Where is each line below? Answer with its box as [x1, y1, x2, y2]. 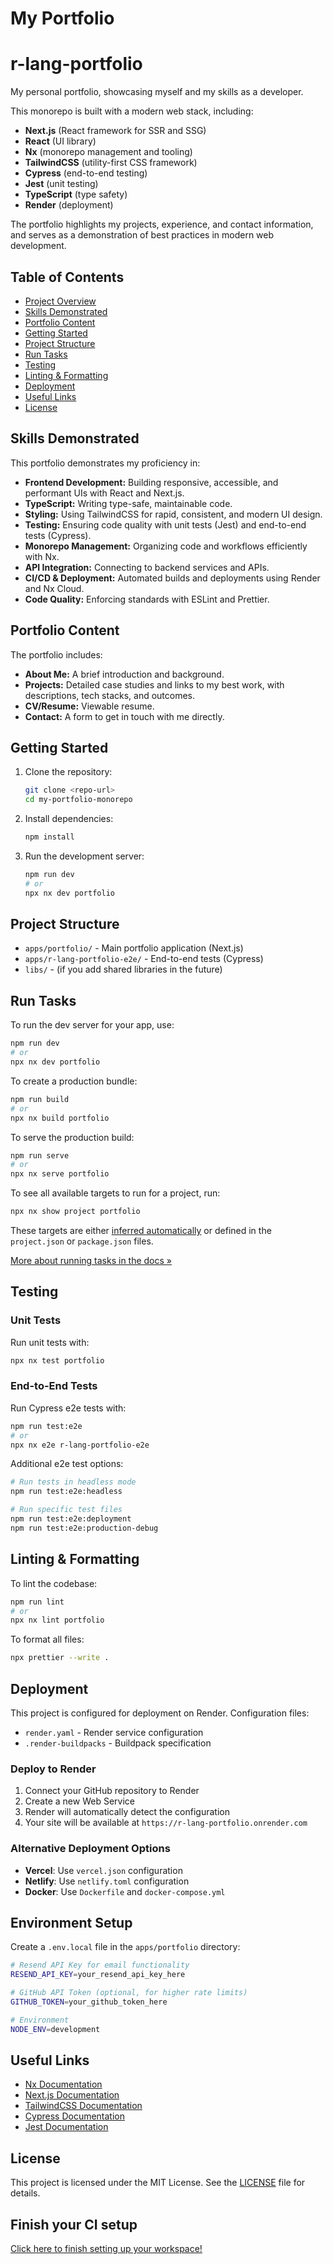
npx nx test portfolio [10, 1355, 105, 1366]
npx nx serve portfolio [10, 1169, 110, 1179]
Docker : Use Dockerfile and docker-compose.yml [24, 1885, 226, 1897]
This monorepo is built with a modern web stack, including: [10, 105, 254, 117]
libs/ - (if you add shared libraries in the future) [24, 963, 223, 976]
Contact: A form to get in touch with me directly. [24, 710, 225, 722]
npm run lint [10, 1597, 65, 1607]
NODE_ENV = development [10, 2024, 101, 2034]
